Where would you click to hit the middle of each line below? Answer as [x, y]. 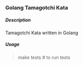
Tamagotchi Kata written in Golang [42, 33]
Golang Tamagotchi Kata [37, 8]
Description [18, 20]
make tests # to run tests [44, 57]
